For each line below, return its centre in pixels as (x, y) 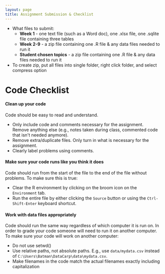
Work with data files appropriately (41, 214)
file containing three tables (47, 39)
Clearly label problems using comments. (53, 150)
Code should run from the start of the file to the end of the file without (76, 173)
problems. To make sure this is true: (41, 178)
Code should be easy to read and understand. (52, 115)
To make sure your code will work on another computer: (62, 236)
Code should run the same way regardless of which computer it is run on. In (82, 226)
